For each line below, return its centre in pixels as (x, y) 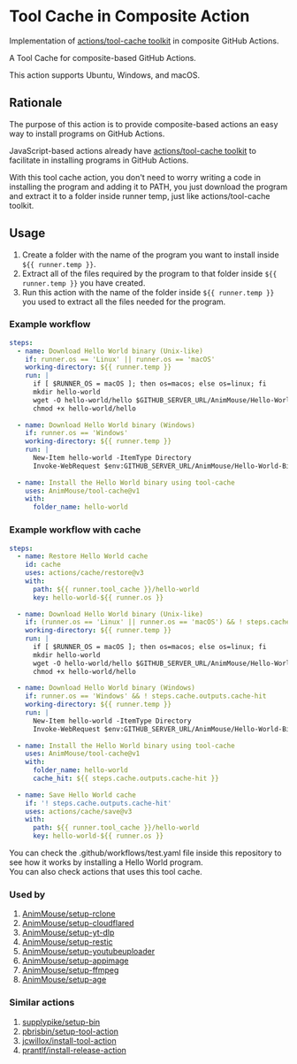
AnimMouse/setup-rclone (69, 914)
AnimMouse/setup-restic (67, 942)
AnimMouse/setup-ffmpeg (70, 970)
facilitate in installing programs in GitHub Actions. (99, 160)
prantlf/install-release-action (74, 1050)
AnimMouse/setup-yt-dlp (68, 933)
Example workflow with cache (75, 530)
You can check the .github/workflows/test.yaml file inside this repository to (145, 853)
